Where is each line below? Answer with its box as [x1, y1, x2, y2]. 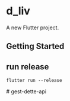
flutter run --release [6, 78, 62, 84]
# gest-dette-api [6, 88, 46, 95]
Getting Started [6, 41, 65, 51]
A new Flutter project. [6, 24, 59, 31]
